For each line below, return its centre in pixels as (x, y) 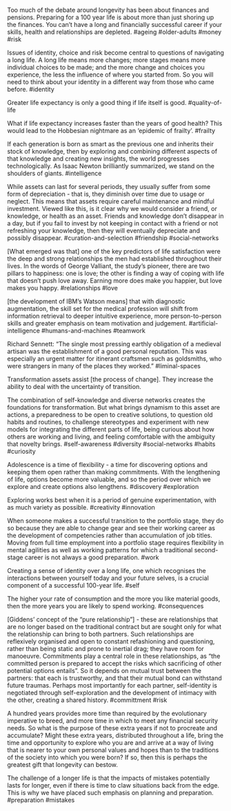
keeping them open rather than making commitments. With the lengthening (114, 472)
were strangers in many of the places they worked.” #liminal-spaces (104, 366)
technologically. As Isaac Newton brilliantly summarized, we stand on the (111, 166)
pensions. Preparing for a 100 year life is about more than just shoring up (111, 17)
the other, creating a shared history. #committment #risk (87, 700)
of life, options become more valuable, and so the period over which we (109, 479)
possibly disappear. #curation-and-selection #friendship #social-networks (113, 238)
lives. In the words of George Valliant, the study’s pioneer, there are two (109, 266)
